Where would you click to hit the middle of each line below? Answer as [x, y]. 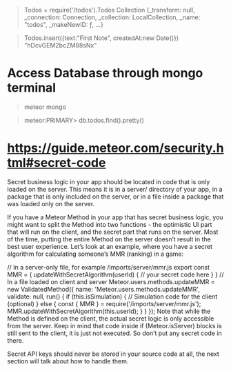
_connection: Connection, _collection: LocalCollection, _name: [112, 17]
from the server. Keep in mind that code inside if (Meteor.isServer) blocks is [114, 325]
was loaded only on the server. [51, 203]
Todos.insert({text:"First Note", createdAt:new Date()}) [101, 38]
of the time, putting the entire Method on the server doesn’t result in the [109, 239]
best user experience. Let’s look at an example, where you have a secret [110, 246]
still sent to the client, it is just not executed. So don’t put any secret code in [114, 333]
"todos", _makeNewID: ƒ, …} [63, 24]
